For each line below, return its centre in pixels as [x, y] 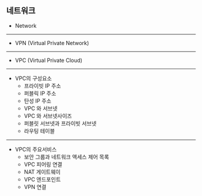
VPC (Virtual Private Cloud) [49, 60]
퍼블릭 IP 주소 [40, 93]
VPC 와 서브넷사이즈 [48, 115]
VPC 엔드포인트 [42, 179]
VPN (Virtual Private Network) [52, 43]
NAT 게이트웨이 [42, 172]
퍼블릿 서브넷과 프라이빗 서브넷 [60, 123]
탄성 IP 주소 [38, 100]
